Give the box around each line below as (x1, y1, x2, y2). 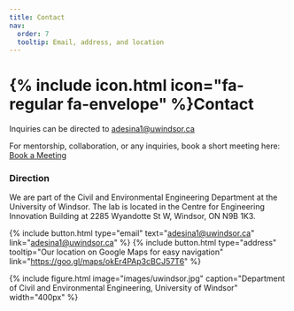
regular (9, 95, 64, 115)
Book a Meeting (9, 150, 67, 161)
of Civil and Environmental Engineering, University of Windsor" (9, 283, 238, 293)
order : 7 (17, 29, 50, 38)
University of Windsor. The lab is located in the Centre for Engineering (9, 201, 266, 212)
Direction (9, 172, 50, 185)
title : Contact (9, 12, 66, 22)
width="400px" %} (9, 292, 79, 303)
